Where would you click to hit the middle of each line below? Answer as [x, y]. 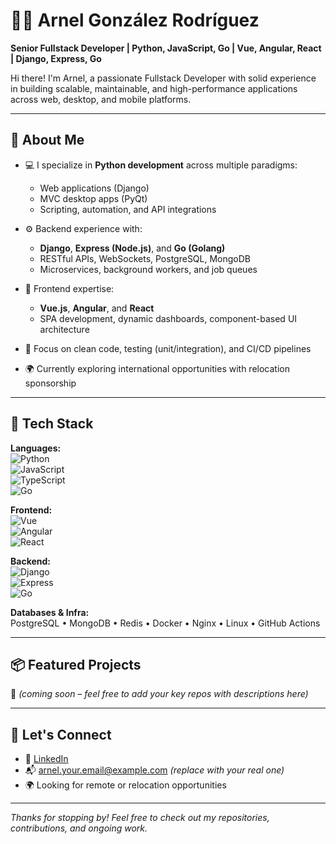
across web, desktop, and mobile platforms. [101, 99]
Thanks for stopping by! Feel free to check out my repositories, [140, 818]
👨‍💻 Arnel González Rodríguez [135, 20]
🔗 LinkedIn [46, 759]
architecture [64, 329]
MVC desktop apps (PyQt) [93, 198]
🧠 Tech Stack [52, 424]
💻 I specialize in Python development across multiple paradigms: [161, 165]
